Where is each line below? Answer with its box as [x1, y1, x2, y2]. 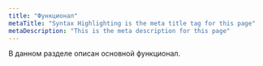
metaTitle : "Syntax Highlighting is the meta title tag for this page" [8, 19, 256, 27]
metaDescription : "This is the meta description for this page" [8, 27, 231, 35]
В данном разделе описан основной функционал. [8, 49, 181, 59]
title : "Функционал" [8, 11, 79, 20]
